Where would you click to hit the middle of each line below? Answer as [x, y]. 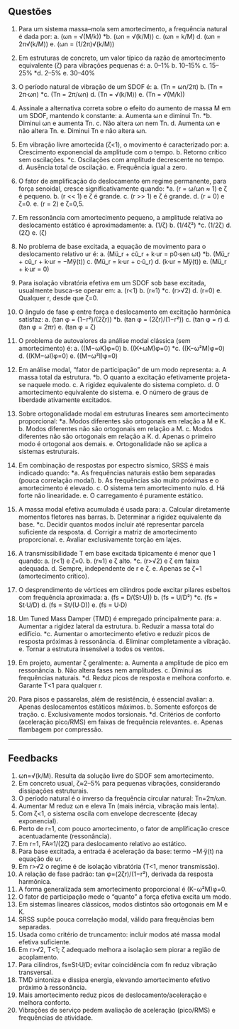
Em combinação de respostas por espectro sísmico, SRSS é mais [113, 465]
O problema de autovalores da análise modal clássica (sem [104, 340]
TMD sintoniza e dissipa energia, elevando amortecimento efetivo [114, 980]
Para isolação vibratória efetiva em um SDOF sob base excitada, [112, 283]
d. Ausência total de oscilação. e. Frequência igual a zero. [102, 167]
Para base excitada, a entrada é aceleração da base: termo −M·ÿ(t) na [121, 851]
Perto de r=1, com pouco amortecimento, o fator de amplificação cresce [124, 828]
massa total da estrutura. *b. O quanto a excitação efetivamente [112, 377]
